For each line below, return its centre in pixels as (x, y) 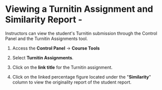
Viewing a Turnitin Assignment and (79, 9)
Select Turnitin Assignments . (43, 57)
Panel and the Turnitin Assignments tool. (46, 39)
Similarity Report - (44, 20)
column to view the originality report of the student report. (72, 82)
